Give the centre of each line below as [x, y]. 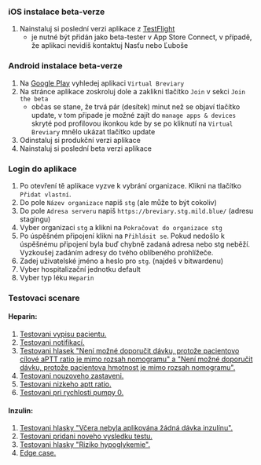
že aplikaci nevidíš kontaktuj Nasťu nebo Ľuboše [110, 46]
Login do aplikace [42, 169]
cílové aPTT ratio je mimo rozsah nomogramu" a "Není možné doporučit [136, 359]
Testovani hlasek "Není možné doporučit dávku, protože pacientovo [129, 351]
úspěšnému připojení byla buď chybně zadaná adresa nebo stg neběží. [134, 244]
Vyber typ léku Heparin [57, 277]
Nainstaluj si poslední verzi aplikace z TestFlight [97, 29]
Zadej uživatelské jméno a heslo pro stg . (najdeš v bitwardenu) [121, 261]
